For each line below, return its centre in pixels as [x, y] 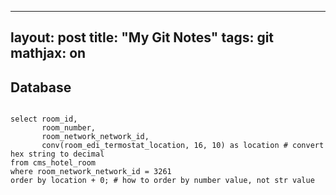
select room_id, [44, 119]
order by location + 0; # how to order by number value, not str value [162, 181]
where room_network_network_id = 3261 [91, 172]
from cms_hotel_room [53, 163]
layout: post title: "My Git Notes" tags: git [142, 37]
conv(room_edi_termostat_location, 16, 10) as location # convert [183, 146]
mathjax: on [48, 53]
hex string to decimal [57, 154]
